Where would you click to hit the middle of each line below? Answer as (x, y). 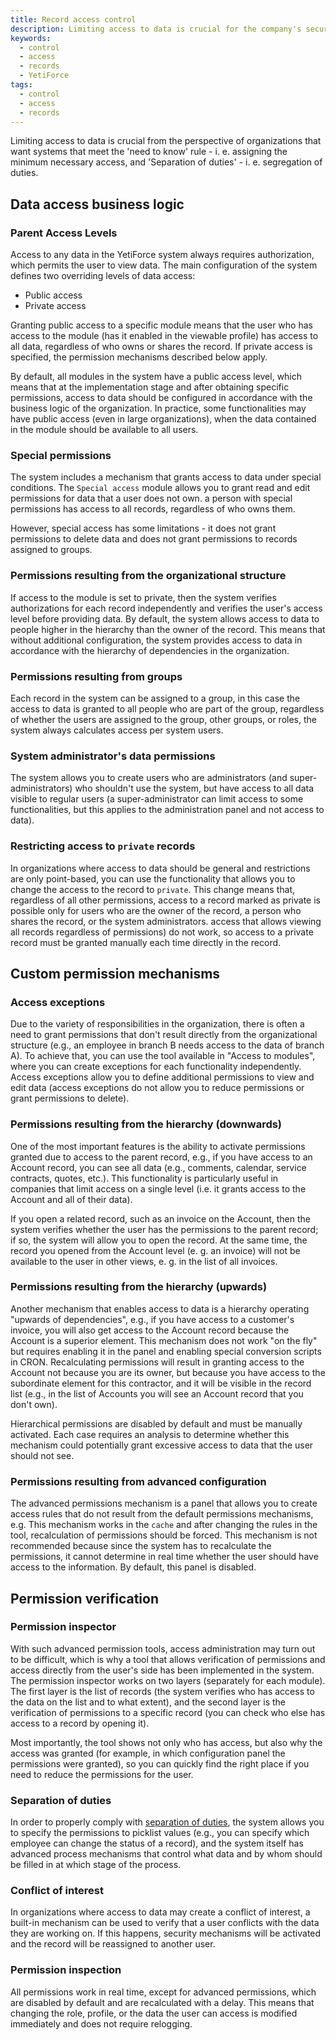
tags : (21, 85)
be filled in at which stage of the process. (96, 1865)
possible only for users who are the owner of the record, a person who (156, 910)
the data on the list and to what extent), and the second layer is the (148, 1702)
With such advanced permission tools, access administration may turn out (163, 1648)
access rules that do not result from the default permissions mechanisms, (162, 1514)
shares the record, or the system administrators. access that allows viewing (166, 921)
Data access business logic (97, 204)
